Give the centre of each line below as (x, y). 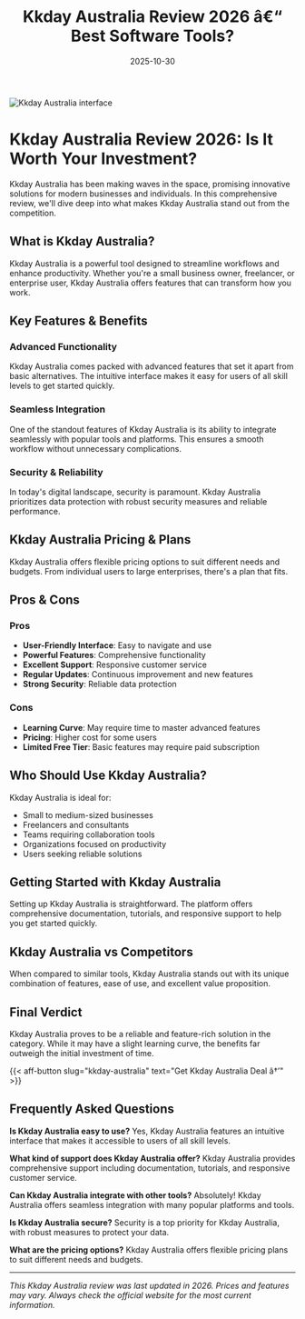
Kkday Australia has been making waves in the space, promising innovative (150, 184)
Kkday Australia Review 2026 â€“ (152, 17)
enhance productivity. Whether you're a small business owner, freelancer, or (152, 273)
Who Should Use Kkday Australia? (108, 776)
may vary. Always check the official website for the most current (130, 1295)
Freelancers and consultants (76, 824)
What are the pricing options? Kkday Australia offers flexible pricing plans (149, 1249)
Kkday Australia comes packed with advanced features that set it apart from (152, 366)
